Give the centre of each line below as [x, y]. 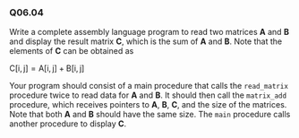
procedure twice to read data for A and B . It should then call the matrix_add [148, 95]
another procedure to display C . [68, 124]
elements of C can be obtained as [72, 51]
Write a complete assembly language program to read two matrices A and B [149, 32]
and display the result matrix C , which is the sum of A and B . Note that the [146, 41]
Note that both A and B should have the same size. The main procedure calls [150, 115]
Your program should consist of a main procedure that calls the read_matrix [149, 86]
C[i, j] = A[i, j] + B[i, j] [47, 68]
